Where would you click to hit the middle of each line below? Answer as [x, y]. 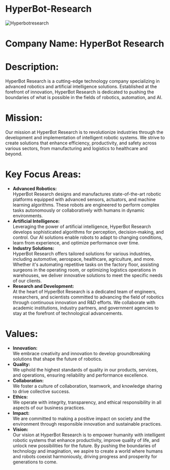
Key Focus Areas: [43, 175]
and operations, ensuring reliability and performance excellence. [80, 375]
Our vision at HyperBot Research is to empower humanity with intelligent [89, 435]
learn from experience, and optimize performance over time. [76, 242]
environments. [28, 215]
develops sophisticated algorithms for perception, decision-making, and [88, 232]
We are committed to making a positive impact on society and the [81, 418]
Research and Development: [43, 286]
